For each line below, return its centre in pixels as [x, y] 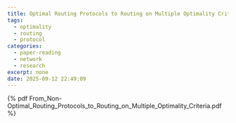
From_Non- [45, 99]
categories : [25, 46]
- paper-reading [37, 53]
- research [29, 66]
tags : [15, 20]
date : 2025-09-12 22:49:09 [47, 79]
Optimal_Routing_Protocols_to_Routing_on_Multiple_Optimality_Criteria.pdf [115, 106]
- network [28, 59]
